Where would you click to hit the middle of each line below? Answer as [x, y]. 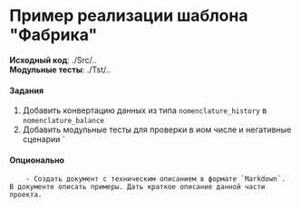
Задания [27, 90]
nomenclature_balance [63, 121]
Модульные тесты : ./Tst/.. [60, 70]
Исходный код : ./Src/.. [53, 60]
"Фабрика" [53, 35]
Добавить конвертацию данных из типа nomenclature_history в [145, 110]
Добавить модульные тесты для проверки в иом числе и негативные [157, 130]
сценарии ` [44, 139]
